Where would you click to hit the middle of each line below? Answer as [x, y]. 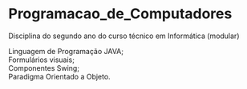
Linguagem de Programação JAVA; [66, 51]
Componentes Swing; [44, 68]
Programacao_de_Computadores [120, 14]
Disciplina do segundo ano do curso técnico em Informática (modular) [124, 36]
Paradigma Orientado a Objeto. [59, 76]
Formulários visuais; [41, 60]
